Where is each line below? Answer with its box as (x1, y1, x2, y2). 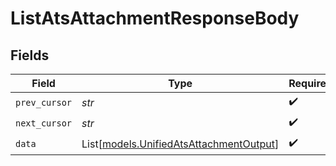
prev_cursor (15, 97, 73, 108)
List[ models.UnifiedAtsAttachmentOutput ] (81, 137, 280, 151)
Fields (10, 47, 50, 64)
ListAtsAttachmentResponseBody (10, 7, 300, 30)
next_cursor (15, 117, 73, 129)
